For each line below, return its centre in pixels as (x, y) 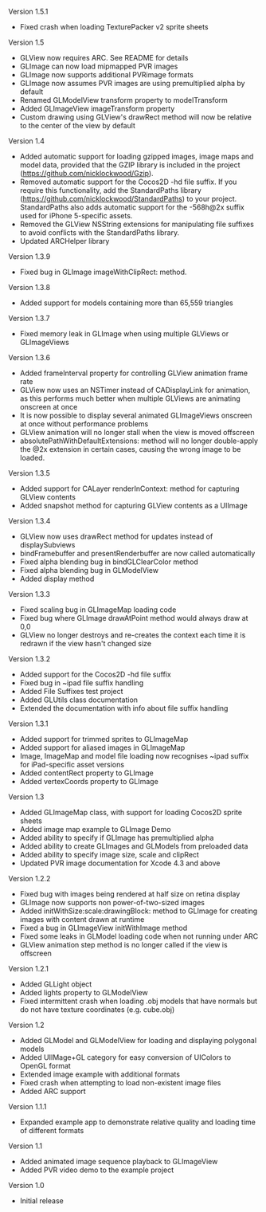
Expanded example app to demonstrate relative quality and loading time (138, 1122)
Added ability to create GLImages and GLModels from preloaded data (134, 846)
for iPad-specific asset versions (72, 765)
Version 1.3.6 (29, 357)
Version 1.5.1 (28, 12)
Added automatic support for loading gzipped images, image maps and (137, 156)
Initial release (41, 1201)
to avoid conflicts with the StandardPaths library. (100, 233)
